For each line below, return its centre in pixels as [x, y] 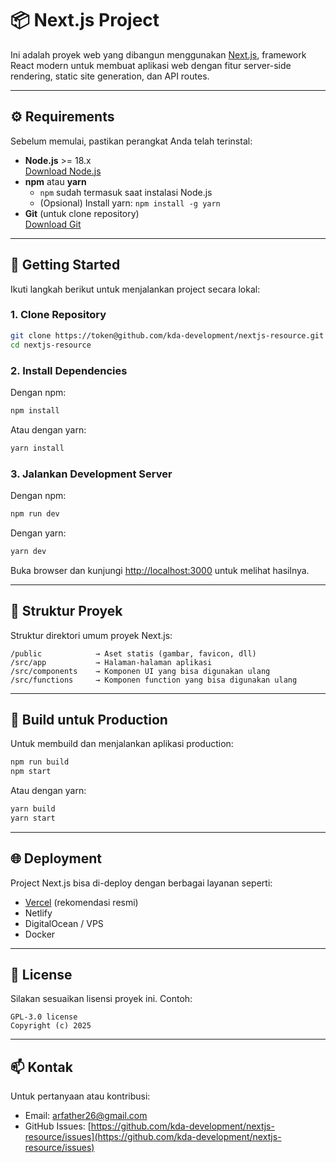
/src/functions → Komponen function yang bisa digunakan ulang [154, 680]
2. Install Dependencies [69, 370]
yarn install [37, 448]
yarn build [33, 809]
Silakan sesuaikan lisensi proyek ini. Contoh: [101, 999]
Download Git [53, 224]
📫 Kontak [41, 1067]
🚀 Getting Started [65, 265]
